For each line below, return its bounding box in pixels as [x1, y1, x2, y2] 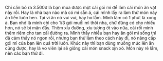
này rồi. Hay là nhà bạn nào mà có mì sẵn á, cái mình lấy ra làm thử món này [5, 10, 157, 15]
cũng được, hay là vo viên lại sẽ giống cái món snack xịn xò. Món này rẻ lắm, [5, 46, 159, 51]
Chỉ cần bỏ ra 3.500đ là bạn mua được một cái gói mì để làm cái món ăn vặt [5, 5, 157, 10]
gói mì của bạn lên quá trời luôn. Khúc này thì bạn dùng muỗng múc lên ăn [5, 40, 154, 46]
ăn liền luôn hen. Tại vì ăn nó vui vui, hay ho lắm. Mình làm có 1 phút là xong [5, 15, 157, 20]
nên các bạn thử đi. [5, 50, 44, 56]
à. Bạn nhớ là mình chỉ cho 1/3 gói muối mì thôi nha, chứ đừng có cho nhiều [5, 20, 156, 25]
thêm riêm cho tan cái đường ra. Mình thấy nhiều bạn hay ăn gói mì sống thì [5, 30, 157, 36]
